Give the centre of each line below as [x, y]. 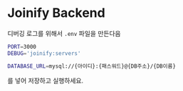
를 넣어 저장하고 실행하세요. [46, 80]
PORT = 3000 [22, 47]
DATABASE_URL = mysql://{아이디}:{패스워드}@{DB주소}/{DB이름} [92, 66]
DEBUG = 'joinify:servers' [44, 53]
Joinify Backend [56, 13]
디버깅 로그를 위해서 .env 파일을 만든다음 [64, 33]
